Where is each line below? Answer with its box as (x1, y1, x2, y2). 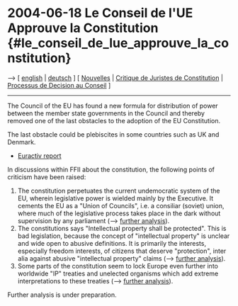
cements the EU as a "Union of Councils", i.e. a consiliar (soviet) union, (17, 201, 225, 210)
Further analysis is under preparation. (7, 290, 117, 299)
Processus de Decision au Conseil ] (7, 81, 111, 89)
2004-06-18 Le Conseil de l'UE (7, 5, 193, 21)
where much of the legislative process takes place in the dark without (17, 209, 221, 217)
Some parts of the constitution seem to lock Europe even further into (17, 261, 218, 270)
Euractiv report (17, 151, 62, 160)
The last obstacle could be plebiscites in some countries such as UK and (7, 130, 220, 139)
